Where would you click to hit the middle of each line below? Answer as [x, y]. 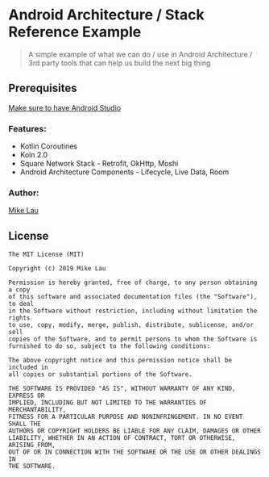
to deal [21, 304]
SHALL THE [25, 424]
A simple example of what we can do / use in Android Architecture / [140, 54]
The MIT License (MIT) [46, 255]
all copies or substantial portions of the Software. [101, 374]
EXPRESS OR [27, 396]
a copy [19, 290]
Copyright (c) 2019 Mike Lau [57, 269]
